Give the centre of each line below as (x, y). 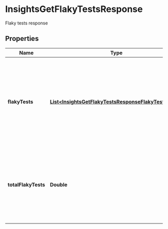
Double (58, 185)
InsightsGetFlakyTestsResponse (74, 9)
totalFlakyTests (26, 185)
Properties (22, 39)
